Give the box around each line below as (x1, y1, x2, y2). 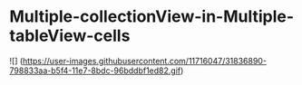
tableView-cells (9, 25, 131, 46)
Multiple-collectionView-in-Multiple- (9, 6, 295, 27)
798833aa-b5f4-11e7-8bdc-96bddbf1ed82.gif (9, 65, 181, 76)
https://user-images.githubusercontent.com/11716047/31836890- (22, 55, 268, 66)
